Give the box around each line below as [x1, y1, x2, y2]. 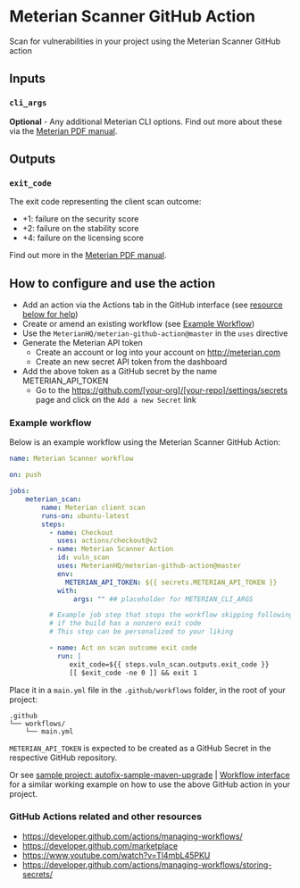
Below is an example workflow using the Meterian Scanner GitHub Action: [9, 437, 281, 448]
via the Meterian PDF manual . [9, 125, 118, 136]
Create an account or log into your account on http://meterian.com [35, 347, 281, 358]
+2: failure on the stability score [21, 223, 139, 234]
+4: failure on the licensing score [21, 232, 145, 243]
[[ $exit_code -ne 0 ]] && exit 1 [69, 668, 198, 677]
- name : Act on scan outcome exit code [48, 643, 198, 653]
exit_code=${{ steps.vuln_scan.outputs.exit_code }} [69, 659, 270, 669]
